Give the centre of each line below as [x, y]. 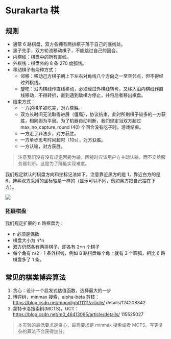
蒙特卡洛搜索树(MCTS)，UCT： [46, 309]
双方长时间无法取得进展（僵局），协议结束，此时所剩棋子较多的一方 [91, 114]
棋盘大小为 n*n [28, 240]
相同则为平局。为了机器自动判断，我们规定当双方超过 [85, 121]
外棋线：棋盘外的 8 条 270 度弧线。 [50, 63]
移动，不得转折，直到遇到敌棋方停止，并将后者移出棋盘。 [85, 95]
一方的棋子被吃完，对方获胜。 [52, 108]
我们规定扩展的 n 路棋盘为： [35, 223]
